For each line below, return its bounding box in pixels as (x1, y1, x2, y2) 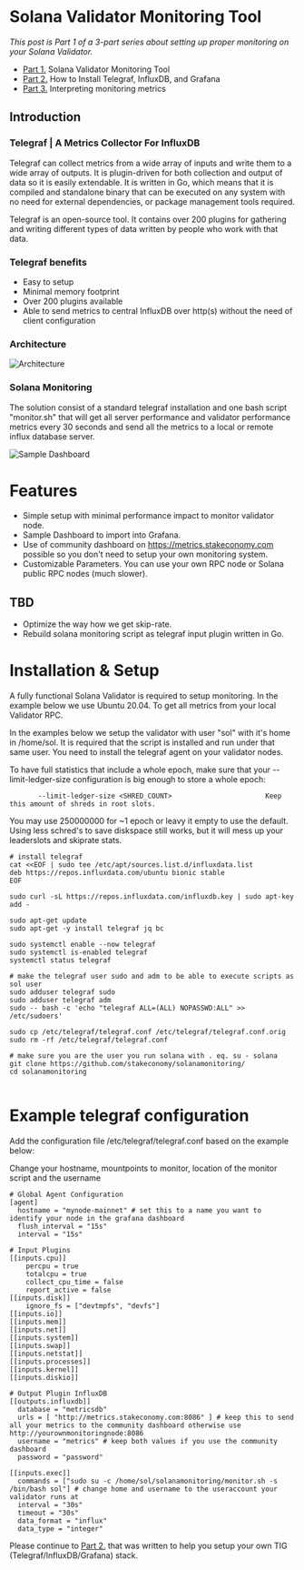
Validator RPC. (9, 710, 64, 720)
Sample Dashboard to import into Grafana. (22, 529, 181, 540)
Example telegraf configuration (9, 1105, 250, 1126)
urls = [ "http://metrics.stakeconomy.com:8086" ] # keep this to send (17, 1413, 295, 1423)
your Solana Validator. (9, 45, 93, 56)
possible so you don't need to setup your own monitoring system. (22, 548, 269, 560)
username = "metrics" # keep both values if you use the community (17, 1437, 279, 1446)
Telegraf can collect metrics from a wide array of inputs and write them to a (9, 157, 292, 168)
